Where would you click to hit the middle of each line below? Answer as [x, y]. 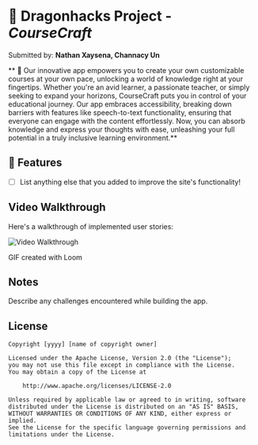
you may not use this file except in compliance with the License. [122, 365]
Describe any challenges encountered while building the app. [108, 301]
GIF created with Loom [46, 257]
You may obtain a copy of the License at [78, 372]
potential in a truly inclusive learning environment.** [93, 137]
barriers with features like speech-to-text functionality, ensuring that [120, 112]
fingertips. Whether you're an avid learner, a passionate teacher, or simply [129, 87]
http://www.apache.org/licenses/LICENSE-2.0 [97, 386]
